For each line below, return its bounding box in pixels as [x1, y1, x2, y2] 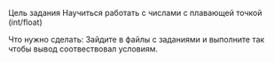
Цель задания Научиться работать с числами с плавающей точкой [8, 8, 262, 18]
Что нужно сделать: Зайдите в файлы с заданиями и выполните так [8, 35, 265, 44]
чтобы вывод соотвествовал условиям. [8, 43, 159, 54]
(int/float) [8, 17, 43, 28]
